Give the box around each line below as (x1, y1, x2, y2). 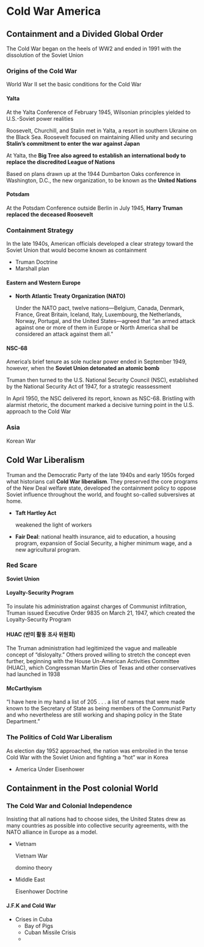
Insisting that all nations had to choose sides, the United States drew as (6, 815, 186, 823)
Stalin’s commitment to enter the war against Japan (6, 140, 140, 147)
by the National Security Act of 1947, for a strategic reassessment (6, 383, 172, 390)
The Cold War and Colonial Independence (6, 802, 133, 810)
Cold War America (6, 4, 101, 18)
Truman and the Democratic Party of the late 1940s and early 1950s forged (6, 471, 195, 479)
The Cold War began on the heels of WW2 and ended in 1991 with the (6, 45, 181, 52)
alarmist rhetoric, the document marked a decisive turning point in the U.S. (6, 401, 194, 409)
